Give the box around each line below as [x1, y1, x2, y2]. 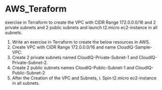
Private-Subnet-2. [12, 60, 48, 65]
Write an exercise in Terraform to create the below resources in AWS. [12, 39, 150, 45]
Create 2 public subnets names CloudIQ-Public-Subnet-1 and [12, 64, 134, 71]
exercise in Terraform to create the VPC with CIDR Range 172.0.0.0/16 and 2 [5, 19, 156, 25]
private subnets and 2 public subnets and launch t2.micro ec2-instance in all [5, 24, 158, 30]
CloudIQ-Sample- [117, 44, 152, 50]
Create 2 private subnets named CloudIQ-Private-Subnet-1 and [12, 54, 138, 60]
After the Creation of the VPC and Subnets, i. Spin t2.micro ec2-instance [12, 75, 157, 81]
